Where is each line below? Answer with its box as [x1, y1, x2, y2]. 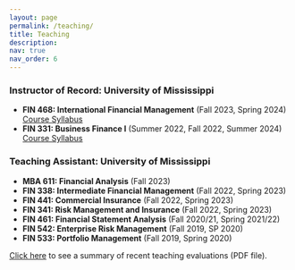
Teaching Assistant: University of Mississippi [9, 156, 211, 168]
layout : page [9, 13, 58, 22]
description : [9, 38, 58, 47]
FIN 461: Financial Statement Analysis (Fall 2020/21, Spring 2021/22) [21, 214, 281, 224]
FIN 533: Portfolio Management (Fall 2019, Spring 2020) [21, 232, 232, 243]
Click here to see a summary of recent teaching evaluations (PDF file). [9, 249, 268, 260]
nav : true [9, 46, 46, 55]
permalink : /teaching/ [9, 21, 94, 30]
